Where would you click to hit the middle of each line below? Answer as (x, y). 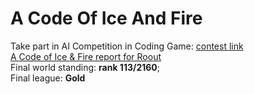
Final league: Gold (48, 78)
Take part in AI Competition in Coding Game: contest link (127, 46)
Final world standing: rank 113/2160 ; (85, 67)
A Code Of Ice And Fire (106, 18)
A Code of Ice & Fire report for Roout (86, 56)
